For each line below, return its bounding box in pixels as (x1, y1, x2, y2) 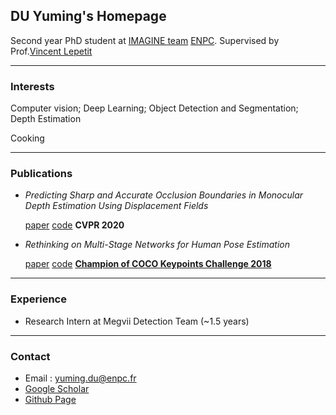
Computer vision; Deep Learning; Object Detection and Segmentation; (10, 102, 299, 114)
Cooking (10, 132, 45, 144)
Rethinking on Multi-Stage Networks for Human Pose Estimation (24, 239, 290, 251)
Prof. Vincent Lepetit (10, 45, 93, 57)
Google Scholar (24, 383, 90, 394)
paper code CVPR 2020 (24, 219, 125, 231)
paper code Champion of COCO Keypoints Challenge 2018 (24, 258, 272, 270)
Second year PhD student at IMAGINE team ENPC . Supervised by (10, 34, 280, 46)
